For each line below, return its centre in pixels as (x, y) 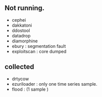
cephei (19, 20)
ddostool (21, 30)
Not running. (25, 8)
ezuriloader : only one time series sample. (54, 84)
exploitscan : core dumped (39, 51)
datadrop (21, 35)
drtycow (20, 79)
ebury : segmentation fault (39, 46)
